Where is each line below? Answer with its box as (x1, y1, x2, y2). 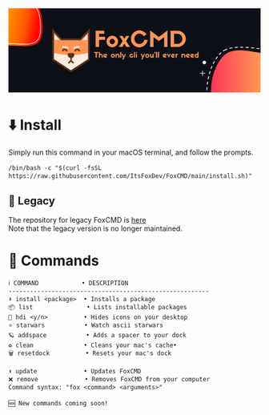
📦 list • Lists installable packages (8, 304, 187, 312)
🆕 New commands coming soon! (8, 400, 109, 408)
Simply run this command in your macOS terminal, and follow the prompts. (8, 147, 254, 157)
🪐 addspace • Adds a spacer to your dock (8, 332, 187, 340)
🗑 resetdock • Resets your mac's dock (8, 349, 172, 357)
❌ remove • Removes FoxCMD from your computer (8, 376, 211, 384)
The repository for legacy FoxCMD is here (8, 216, 147, 225)
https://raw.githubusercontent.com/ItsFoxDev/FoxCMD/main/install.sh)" (8, 172, 252, 180)
